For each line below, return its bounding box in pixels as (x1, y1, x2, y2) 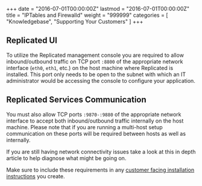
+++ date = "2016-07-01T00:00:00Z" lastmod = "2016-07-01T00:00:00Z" (6, 5, 190, 12)
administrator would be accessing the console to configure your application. (6, 77, 196, 84)
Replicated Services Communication (6, 95, 147, 105)
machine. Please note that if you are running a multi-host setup (6, 123, 163, 130)
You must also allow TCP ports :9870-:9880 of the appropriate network (6, 111, 181, 118)
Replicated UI (6, 36, 57, 46)
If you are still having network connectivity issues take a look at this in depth (6, 148, 196, 155)
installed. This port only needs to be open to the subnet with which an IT (6, 71, 186, 78)
